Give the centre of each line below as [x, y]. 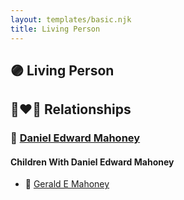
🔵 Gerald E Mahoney [67, 184]
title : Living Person [55, 29]
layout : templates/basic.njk [71, 19]
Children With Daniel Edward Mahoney [92, 162]
